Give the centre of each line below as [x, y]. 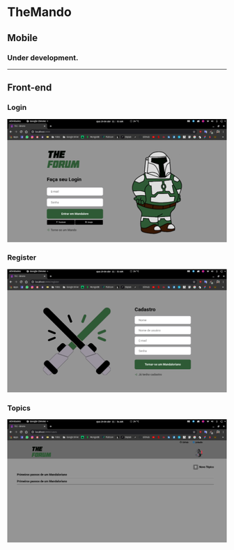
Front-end [30, 88]
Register [22, 258]
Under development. [43, 58]
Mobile [23, 38]
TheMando [39, 12]
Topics [19, 408]
